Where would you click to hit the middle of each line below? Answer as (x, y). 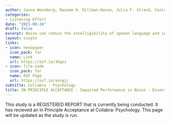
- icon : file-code (25, 66)
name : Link (21, 57)
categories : (18, 15)
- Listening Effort (26, 19)
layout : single (21, 38)
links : (12, 43)
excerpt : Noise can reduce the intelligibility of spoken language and (82, 33)
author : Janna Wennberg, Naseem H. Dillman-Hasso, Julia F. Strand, (79, 10)
